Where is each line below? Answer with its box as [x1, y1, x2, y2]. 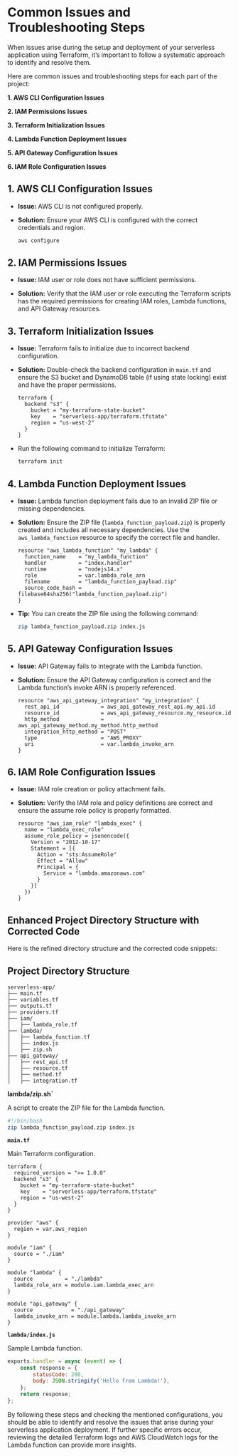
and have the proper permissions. [17, 380, 117, 389]
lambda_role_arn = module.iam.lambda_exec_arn [13, 1281, 154, 1289]
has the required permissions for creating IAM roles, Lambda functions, [17, 297, 227, 306]
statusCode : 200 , [33, 1371, 84, 1378]
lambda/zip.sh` [7, 1090, 53, 1098]
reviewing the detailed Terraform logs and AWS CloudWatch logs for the [7, 1432, 219, 1441]
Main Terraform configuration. [7, 1149, 96, 1158]
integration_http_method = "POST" [24, 728, 126, 735]
